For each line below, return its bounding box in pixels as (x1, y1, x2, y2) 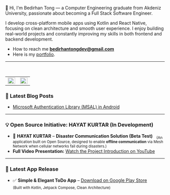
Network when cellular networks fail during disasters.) (12, 144, 107, 149)
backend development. (5, 36, 53, 42)
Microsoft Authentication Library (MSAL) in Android (12, 104, 120, 110)
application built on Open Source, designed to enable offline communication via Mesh (12, 139, 163, 144)
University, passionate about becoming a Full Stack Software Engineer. (5, 10, 153, 16)
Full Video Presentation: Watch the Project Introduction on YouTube (12, 148, 155, 154)
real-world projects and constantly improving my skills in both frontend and (5, 31, 162, 36)
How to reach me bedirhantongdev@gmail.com (12, 46, 114, 52)
